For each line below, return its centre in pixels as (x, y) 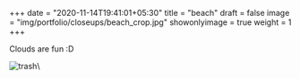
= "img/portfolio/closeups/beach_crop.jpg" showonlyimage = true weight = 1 (150, 22)
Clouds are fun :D (42, 49)
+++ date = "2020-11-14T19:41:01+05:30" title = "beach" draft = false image (150, 13)
